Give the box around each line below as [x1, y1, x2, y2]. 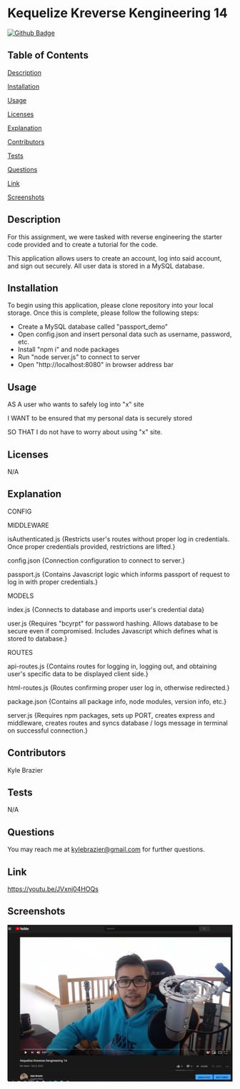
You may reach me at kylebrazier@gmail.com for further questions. [7, 845, 206, 854]
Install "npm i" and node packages [17, 345, 120, 354]
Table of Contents [7, 49, 89, 61]
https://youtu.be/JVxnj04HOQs [7, 885, 99, 893]
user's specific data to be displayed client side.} [7, 669, 149, 678]
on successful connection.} [7, 726, 88, 735]
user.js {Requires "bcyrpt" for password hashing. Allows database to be [7, 619, 219, 628]
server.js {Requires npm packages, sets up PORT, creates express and [7, 711, 216, 719]
